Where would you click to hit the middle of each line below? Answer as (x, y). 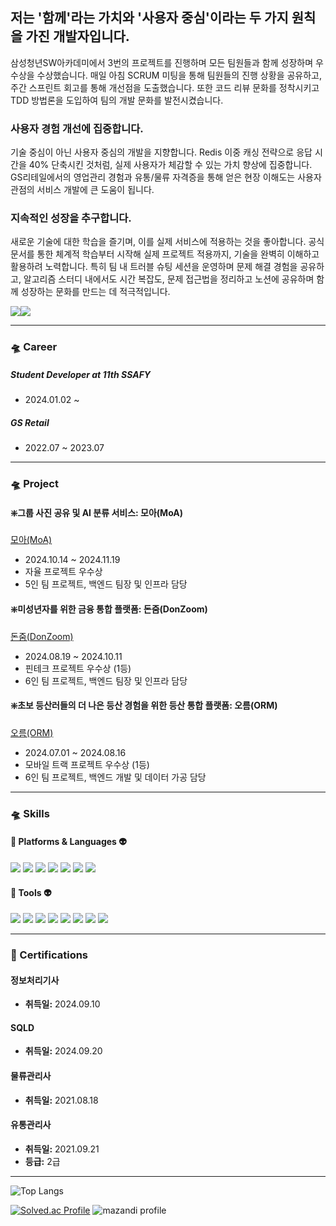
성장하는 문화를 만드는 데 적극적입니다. (95, 292)
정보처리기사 (35, 980)
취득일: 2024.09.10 (62, 1004)
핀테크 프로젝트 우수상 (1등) (78, 668)
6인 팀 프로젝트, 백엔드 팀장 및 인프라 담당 (106, 680)
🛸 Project (34, 484)
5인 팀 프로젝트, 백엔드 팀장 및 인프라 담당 (106, 584)
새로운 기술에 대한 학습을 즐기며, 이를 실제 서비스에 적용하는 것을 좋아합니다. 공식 (167, 242)
